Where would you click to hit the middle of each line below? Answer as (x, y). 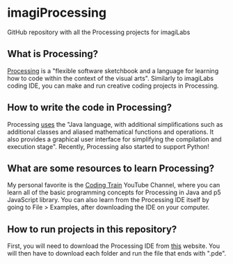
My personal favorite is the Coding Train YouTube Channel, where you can (114, 185)
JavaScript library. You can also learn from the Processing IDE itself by (109, 200)
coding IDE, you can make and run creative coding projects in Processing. (113, 86)
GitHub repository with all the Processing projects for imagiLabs (99, 32)
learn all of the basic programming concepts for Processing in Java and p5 (114, 192)
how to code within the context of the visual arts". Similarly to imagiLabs (111, 78)
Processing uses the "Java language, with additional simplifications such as (115, 124)
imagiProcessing (57, 13)
